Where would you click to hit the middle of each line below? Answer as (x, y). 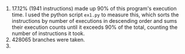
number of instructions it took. (48, 33)
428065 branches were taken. (48, 40)
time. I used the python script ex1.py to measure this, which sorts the (95, 15)
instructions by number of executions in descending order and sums (94, 21)
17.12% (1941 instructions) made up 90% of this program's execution (94, 9)
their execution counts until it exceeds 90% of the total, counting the (95, 27)
